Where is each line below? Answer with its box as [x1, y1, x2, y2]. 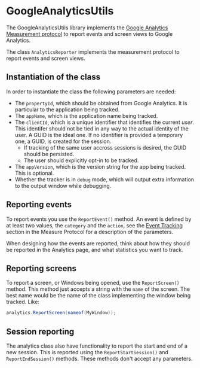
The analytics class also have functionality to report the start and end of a [6, 342, 188, 349]
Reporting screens [6, 263, 76, 273]
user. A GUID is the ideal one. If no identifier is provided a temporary [14, 131, 183, 138]
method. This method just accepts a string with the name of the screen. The [6, 285, 190, 293]
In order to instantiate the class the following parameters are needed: [6, 88, 176, 95]
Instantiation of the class [6, 72, 100, 82]
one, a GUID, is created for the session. [14, 138, 112, 145]
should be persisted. [23, 150, 75, 157]
